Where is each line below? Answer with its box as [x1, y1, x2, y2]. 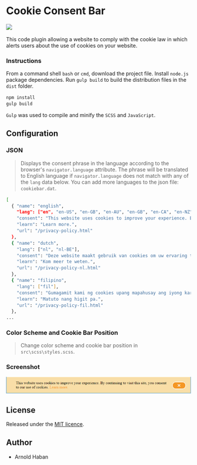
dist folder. [6, 82, 34, 89]
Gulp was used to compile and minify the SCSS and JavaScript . [6, 111, 156, 118]
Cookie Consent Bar [6, 4, 106, 18]
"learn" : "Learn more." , [16, 222, 77, 228]
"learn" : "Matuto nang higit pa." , [16, 296, 104, 302]
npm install [6, 95, 35, 101]
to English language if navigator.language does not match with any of [20, 172, 189, 179]
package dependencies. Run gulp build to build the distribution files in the [6, 77, 186, 84]
